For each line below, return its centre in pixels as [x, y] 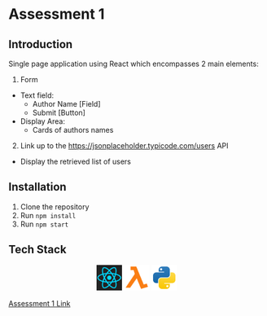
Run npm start [44, 224]
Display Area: [42, 121]
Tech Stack [37, 250]
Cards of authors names [73, 130]
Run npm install [48, 215]
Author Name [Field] [66, 104]
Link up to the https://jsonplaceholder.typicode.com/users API [125, 146]
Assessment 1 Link [39, 303]
